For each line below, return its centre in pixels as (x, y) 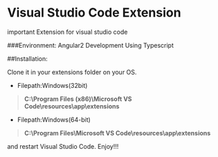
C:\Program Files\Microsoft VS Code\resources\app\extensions (117, 133)
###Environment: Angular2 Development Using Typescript (91, 45)
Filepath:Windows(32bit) (52, 85)
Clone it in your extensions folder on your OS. (72, 72)
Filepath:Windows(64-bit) (54, 120)
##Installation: (27, 58)
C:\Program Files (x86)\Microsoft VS (78, 99)
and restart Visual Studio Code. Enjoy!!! (63, 146)
